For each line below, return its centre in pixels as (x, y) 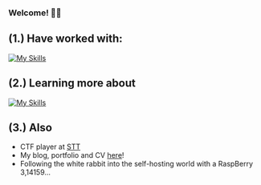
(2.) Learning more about (72, 83)
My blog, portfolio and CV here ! (72, 155)
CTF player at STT (50, 147)
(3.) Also (30, 127)
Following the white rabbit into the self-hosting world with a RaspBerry (137, 164)
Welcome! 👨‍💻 (35, 13)
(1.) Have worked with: (65, 39)
